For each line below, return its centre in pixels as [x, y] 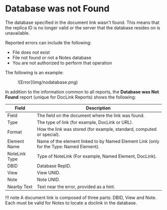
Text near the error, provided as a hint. [76, 187]
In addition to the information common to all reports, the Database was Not [82, 92]
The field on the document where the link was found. [91, 115]
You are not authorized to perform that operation [62, 63]
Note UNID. [49, 180]
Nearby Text [20, 187]
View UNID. [49, 173]
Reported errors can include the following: [48, 42]
